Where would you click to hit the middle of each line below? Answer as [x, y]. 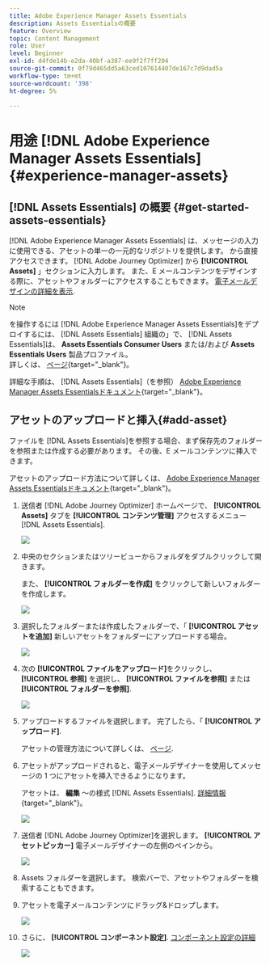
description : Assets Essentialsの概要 [73, 23]
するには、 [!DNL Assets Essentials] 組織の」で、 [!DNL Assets [128, 334]
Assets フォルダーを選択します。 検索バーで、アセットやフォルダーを [136, 878]
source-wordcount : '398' [51, 83]
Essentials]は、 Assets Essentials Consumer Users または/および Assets [132, 344]
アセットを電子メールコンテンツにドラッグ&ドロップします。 [122, 905]
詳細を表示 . [56, 291]
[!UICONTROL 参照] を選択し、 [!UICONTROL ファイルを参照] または [136, 679]
